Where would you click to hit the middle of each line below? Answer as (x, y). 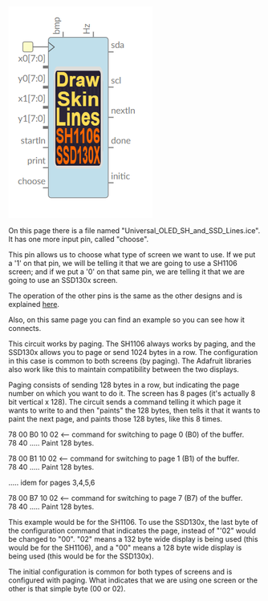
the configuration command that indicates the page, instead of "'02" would (132, 530)
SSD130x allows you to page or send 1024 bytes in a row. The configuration (133, 352)
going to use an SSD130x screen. (63, 280)
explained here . (34, 304)
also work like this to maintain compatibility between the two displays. (124, 369)
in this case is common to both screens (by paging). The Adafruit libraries (130, 361)
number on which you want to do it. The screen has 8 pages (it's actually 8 (132, 393)
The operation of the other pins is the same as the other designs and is (126, 296)
